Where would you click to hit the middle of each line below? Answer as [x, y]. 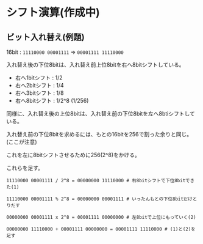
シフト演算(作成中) [53, 13]
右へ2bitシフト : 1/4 [39, 85]
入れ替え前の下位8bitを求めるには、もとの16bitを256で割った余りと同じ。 [99, 134]
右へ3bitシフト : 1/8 [39, 93]
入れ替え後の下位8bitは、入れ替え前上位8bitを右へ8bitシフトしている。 [95, 65]
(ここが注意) [22, 142]
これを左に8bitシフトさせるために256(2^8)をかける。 [73, 155]
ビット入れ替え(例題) [45, 37]
